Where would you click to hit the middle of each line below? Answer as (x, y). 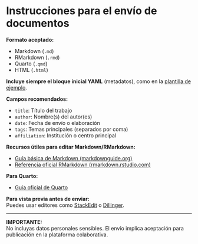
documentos (38, 23)
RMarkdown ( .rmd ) (37, 57)
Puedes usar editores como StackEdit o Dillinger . (65, 205)
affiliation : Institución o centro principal (65, 135)
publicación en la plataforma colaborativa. (57, 235)
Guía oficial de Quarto (41, 187)
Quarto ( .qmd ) (31, 64)
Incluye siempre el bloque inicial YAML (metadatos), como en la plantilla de (99, 81)
